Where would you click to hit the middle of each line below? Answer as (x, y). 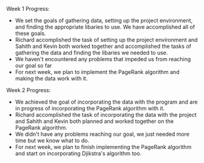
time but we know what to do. (52, 141)
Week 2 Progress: (29, 90)
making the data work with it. (51, 78)
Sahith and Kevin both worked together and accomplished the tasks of (103, 46)
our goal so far (33, 65)
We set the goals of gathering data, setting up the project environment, (104, 20)
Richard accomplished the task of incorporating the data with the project (106, 115)
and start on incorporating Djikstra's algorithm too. (78, 153)
